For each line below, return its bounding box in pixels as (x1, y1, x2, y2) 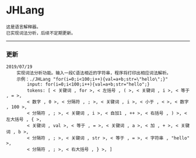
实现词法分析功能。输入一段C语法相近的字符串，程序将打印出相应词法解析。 (16, 70, 171, 76)
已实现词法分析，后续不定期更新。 (6, 30, 76, 36)
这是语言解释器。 (6, 24, 41, 30)
